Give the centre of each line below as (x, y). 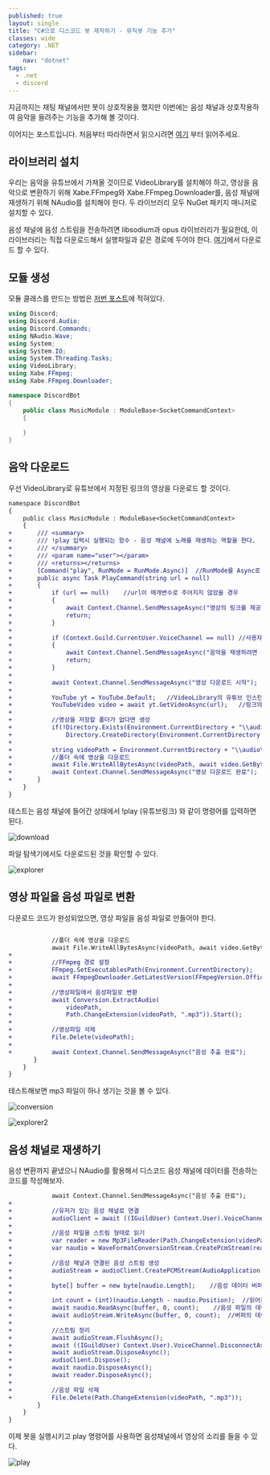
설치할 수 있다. (31, 213)
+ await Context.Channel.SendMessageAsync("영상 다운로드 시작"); (133, 682)
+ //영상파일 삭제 (52, 1030)
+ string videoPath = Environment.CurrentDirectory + (118, 750)
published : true (35, 16)
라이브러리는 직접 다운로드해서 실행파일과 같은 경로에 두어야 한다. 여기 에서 (124, 240)
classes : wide (32, 38)
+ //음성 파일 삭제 (54, 1390)
